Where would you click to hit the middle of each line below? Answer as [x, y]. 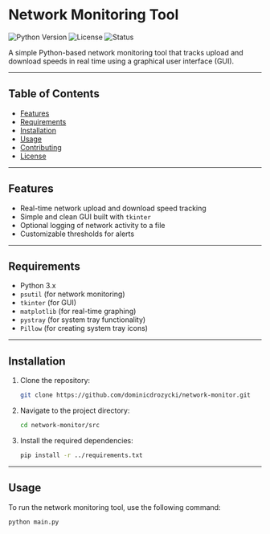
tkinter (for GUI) [48, 303]
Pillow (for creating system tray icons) [84, 328]
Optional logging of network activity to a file [92, 225]
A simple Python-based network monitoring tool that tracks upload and [126, 52]
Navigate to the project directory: [75, 410]
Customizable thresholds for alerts [77, 234]
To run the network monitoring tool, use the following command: [115, 507]
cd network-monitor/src [60, 426]
